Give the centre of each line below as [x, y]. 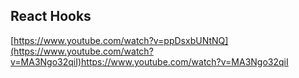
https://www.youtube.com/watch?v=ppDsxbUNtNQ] [121, 40]
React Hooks [51, 16]
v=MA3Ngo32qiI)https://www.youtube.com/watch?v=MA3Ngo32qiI [149, 61]
